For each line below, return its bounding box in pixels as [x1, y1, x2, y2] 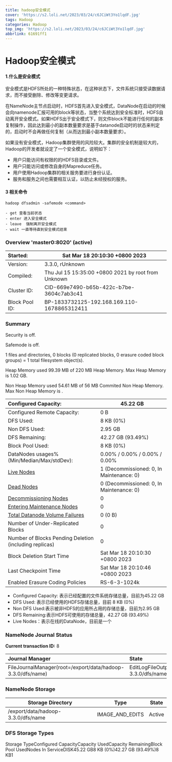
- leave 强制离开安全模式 [5, 221, 57, 226]
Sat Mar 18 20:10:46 [100, 564, 152, 571]
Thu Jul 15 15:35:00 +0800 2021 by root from [44, 269, 159, 276]
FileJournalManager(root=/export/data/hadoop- [8, 664, 124, 671]
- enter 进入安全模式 [5, 216, 47, 221]
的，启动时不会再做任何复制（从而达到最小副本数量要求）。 [5, 129, 129, 135]
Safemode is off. [5, 342, 40, 348]
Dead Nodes [8, 483, 38, 491]
